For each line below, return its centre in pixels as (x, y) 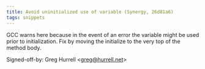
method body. (24, 48)
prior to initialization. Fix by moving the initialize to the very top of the (93, 41)
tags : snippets (26, 18)
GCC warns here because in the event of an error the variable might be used (103, 34)
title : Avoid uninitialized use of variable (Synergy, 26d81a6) (90, 12)
